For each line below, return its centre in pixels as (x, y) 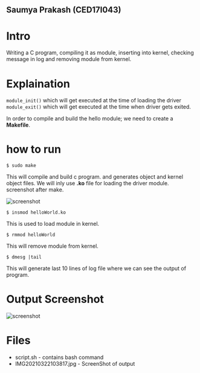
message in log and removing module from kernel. (69, 59)
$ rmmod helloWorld (31, 235)
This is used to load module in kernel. (53, 224)
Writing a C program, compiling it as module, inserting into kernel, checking (100, 53)
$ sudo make (21, 166)
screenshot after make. (35, 190)
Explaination (38, 84)
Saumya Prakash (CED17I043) (64, 10)
